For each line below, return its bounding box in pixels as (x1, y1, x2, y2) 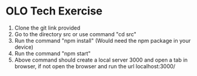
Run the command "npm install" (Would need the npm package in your (14, 37, 191, 44)
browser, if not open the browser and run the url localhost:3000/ (14, 62, 176, 70)
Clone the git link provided (14, 24, 81, 31)
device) (14, 43, 34, 51)
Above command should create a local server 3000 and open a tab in (14, 56, 188, 63)
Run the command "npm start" (14, 49, 91, 57)
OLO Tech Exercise (5, 4, 103, 18)
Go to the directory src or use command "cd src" (14, 30, 137, 37)
